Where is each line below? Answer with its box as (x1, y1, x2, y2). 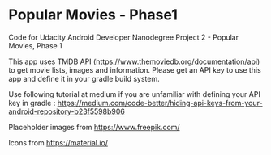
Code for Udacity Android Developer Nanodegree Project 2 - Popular (8, 32, 239, 42)
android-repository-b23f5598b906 (8, 107, 126, 116)
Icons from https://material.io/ (8, 137, 108, 147)
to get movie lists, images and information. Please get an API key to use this (8, 65, 261, 74)
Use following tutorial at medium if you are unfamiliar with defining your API (8, 89, 261, 98)
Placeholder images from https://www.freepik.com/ (8, 122, 180, 132)
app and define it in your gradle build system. (8, 73, 160, 83)
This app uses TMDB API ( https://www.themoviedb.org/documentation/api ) (8, 57, 260, 66)
